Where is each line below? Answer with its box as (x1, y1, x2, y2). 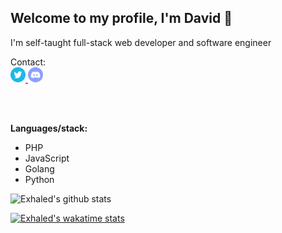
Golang (24, 162, 55, 175)
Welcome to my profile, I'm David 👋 (10, 10, 233, 27)
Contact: (10, 56, 47, 68)
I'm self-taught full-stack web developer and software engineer (10, 36, 272, 48)
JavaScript (24, 152, 70, 164)
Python (24, 173, 55, 185)
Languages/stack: (10, 122, 88, 134)
